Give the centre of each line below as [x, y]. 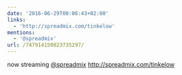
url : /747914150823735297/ [46, 45]
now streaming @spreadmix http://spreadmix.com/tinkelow [91, 64]
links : [16, 20]
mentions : [21, 32]
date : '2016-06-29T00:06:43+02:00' [58, 13]
